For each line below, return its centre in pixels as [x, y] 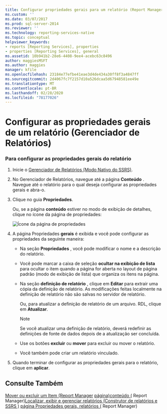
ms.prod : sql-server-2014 [32, 24]
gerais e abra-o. [29, 190]
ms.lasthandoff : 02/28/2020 [34, 93]
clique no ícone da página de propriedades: [57, 214]
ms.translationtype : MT [30, 83]
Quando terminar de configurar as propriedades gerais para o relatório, [85, 362]
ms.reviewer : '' [22, 28]
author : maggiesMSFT [27, 61]
